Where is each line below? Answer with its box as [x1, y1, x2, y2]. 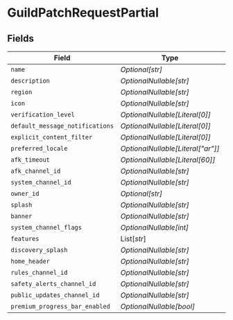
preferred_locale [10, 144, 68, 152]
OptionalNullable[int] [120, 223, 189, 232]
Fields [7, 33, 35, 44]
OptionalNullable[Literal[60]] [120, 155, 216, 165]
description [10, 77, 51, 85]
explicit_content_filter [10, 133, 93, 141]
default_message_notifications [10, 122, 114, 130]
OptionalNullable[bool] [120, 302, 196, 311]
